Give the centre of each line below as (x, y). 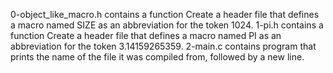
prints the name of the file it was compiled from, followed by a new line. (157, 57)
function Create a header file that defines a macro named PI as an (146, 35)
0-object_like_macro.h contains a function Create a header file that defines (165, 14)
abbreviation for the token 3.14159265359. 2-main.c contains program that (163, 46)
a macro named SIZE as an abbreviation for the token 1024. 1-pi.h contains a (167, 25)
